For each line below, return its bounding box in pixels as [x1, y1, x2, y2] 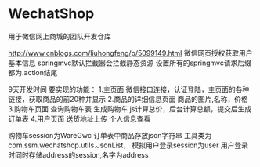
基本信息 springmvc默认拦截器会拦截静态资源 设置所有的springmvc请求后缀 [8, 58, 252, 67]
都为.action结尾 [8, 67, 58, 77]
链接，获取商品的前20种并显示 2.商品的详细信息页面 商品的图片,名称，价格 [8, 94, 248, 103]
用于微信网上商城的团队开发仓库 [8, 31, 111, 41]
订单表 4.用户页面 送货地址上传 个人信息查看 [8, 114, 151, 123]
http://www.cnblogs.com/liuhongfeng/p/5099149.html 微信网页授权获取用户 [8, 48, 253, 57]
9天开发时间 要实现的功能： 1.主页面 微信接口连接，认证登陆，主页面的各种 [8, 84, 250, 94]
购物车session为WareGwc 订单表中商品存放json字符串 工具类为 [8, 130, 212, 140]
